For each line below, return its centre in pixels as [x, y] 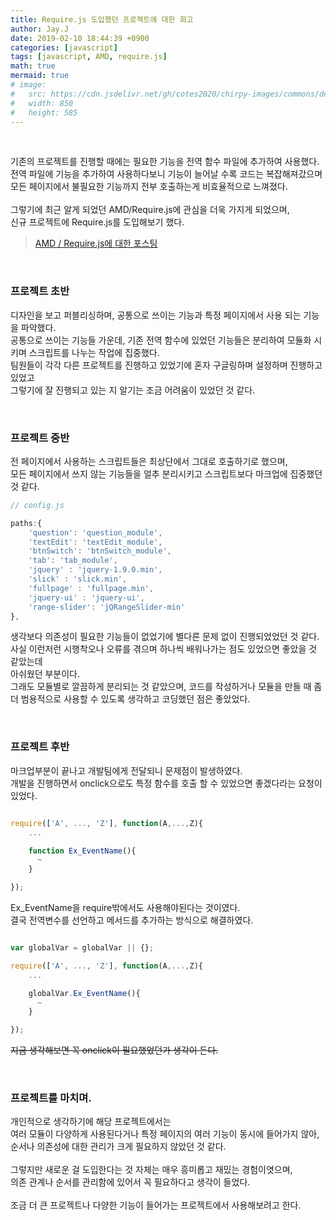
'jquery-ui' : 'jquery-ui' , [86, 597]
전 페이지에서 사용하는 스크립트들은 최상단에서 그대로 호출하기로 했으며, [149, 461]
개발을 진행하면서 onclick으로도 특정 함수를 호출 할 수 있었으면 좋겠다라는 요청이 [166, 783]
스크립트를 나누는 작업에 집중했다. [94, 352]
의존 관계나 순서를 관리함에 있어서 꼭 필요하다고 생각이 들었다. [130, 1182]
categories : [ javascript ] [64, 47]
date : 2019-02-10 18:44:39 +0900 [80, 38]
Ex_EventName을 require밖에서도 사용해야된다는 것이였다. [125, 908]
